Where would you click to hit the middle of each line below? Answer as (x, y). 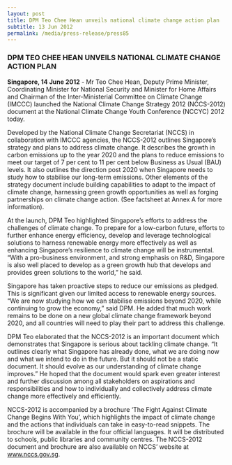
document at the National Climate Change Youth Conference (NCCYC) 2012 (116, 111)
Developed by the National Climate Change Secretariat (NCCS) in (101, 132)
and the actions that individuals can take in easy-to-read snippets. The (109, 424)
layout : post (26, 14)
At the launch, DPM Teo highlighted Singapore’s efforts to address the (107, 220)
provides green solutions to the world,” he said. (75, 272)
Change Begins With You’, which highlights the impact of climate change (111, 417)
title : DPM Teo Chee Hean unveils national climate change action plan (113, 20)
